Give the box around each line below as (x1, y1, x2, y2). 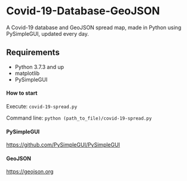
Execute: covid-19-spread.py (6, 102, 78, 110)
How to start (6, 89, 38, 96)
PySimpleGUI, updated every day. (6, 30, 90, 37)
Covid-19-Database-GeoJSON (6, 4, 160, 18)
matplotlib (14, 70, 40, 77)
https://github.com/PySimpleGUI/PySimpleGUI (6, 141, 121, 148)
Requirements (6, 48, 60, 58)
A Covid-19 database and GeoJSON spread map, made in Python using (6, 24, 182, 31)
